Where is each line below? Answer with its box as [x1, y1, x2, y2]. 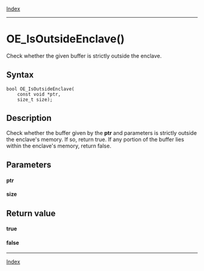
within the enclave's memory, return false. [6, 142, 112, 149]
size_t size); [17, 97, 53, 103]
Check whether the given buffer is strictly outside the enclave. [6, 52, 162, 60]
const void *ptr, [17, 91, 61, 97]
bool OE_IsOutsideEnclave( [6, 86, 75, 92]
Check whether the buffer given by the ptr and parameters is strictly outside [6, 129, 197, 136]
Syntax [6, 70, 34, 80]
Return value [6, 208, 56, 218]
